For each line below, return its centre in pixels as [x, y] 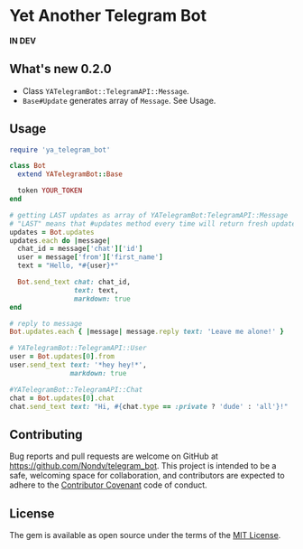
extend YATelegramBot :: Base [70, 174]
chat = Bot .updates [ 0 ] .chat [62, 398]
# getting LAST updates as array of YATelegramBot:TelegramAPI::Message [149, 215]
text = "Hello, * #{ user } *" [68, 266]
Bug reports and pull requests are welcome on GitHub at [114, 456]
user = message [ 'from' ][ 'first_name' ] [91, 257]
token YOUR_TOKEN [50, 191]
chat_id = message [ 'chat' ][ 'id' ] [80, 249]
